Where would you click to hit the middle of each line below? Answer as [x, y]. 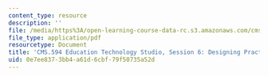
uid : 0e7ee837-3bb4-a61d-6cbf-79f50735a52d [82, 60]
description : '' [35, 23]
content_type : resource [48, 15]
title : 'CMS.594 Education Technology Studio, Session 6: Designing [124, 52]
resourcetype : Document [48, 45]
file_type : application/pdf [55, 38]
